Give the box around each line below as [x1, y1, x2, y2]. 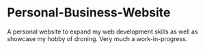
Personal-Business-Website [7, 5, 171, 21]
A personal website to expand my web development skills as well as [7, 27, 198, 36]
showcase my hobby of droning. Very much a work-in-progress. [7, 34, 188, 42]
